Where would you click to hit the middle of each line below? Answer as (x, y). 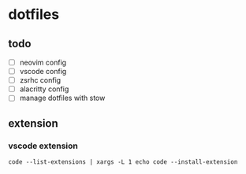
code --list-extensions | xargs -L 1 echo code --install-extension (123, 162)
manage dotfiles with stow (62, 98)
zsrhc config (40, 80)
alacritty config (44, 89)
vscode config (43, 72)
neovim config (43, 62)
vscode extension (43, 146)
